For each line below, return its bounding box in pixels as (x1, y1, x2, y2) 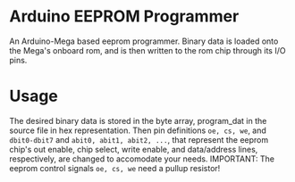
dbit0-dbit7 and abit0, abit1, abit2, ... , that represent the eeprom (9, 134, 269, 145)
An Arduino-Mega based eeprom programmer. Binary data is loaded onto (9, 36, 279, 46)
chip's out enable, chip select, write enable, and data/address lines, (9, 144, 258, 154)
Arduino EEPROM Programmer (9, 6, 240, 27)
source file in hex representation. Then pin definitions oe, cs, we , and (9, 125, 266, 136)
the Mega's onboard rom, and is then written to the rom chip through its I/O (9, 45, 286, 55)
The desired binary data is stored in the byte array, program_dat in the (9, 115, 267, 126)
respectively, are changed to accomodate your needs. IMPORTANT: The (9, 153, 275, 164)
